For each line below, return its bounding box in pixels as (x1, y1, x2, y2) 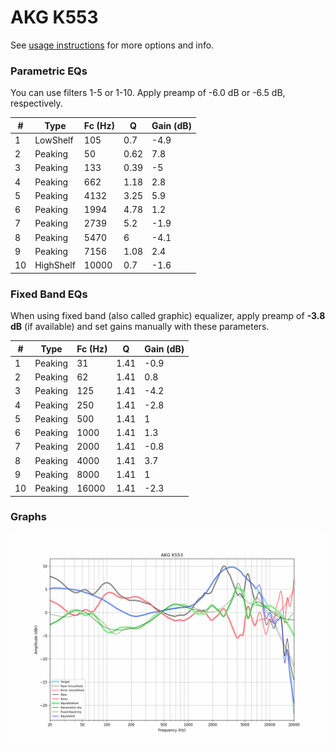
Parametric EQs (10, 64, 88, 78)
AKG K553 (10, 6, 99, 29)
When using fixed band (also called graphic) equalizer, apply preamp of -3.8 (10, 310, 326, 322)
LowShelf (34, 134, 74, 146)
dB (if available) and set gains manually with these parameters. (10, 321, 270, 333)
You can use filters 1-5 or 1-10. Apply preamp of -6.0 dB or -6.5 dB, (10, 87, 286, 99)
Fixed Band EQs (10, 287, 88, 301)
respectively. (10, 97, 63, 110)
